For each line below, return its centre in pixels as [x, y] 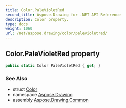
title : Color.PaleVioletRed [35, 10]
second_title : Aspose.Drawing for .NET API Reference [63, 15]
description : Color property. [37, 19]
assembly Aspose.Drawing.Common [50, 100]
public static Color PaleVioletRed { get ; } [53, 65]
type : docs [17, 24]
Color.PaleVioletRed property [52, 54]
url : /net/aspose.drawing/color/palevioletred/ [56, 33]
